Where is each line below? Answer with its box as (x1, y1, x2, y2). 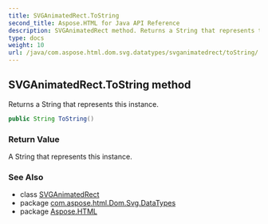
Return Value (8, 133, 60, 144)
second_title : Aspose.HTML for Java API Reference (8, 19, 180, 27)
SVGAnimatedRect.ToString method (8, 78, 191, 92)
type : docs (8, 33, 45, 42)
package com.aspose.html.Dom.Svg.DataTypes (19, 198, 176, 208)
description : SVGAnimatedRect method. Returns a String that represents (8, 26, 255, 34)
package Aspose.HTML (19, 206, 98, 216)
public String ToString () (8, 115, 94, 123)
